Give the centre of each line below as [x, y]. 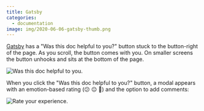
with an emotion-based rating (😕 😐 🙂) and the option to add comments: [98, 90]
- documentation [32, 23]
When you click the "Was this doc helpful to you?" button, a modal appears [101, 83]
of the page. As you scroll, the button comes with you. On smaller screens [100, 53]
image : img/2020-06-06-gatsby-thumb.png [59, 29]
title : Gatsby [25, 12]
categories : [21, 18]
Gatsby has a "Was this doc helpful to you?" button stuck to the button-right [102, 46]
